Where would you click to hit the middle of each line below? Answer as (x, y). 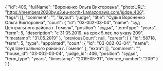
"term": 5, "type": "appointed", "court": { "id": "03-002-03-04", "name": (77, 43)
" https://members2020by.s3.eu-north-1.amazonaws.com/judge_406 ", (75, 12)
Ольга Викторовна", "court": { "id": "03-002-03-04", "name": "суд (72, 22)
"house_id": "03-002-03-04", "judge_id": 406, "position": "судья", (72, 53)
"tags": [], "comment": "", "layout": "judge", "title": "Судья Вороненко (75, 17)
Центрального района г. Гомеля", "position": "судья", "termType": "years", (81, 28)
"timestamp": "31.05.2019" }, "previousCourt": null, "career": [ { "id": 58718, (81, 38)
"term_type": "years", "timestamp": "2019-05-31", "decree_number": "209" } (81, 59)
